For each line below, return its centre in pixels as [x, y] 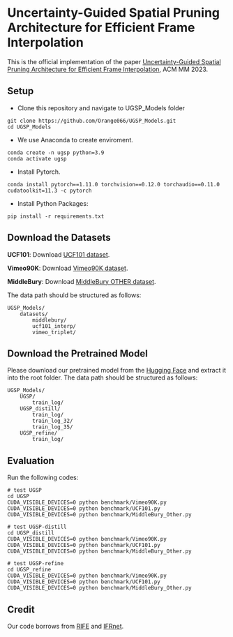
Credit [21, 609]
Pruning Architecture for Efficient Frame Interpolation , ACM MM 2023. [108, 69]
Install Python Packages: [53, 203]
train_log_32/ [53, 421]
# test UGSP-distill [37, 527]
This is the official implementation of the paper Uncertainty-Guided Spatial [114, 61]
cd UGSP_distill [31, 533]
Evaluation [31, 461]
